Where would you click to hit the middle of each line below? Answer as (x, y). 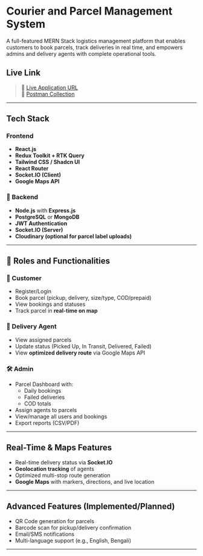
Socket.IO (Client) (38, 175)
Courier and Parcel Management (89, 11)
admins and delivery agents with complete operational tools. (81, 53)
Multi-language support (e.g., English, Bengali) (73, 540)
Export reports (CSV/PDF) (47, 423)
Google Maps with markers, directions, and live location (85, 481)
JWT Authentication (41, 223)
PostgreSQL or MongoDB (47, 217)
